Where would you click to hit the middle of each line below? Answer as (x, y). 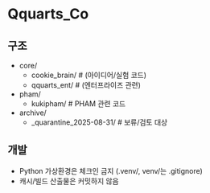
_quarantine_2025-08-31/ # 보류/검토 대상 (99, 122)
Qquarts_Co (48, 14)
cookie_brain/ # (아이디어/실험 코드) (89, 75)
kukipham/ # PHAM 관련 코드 (78, 104)
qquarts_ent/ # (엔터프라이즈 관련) (86, 85)
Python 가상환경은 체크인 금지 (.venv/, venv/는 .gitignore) (111, 170)
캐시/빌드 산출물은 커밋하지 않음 (69, 181)
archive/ (33, 113)
